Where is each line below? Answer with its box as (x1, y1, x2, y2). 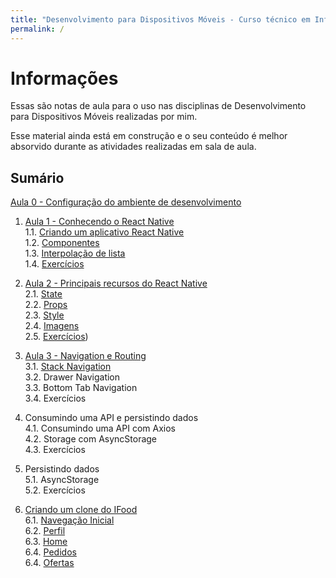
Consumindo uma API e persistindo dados (24, 412, 199, 424)
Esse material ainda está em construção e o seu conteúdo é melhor (10, 130, 288, 142)
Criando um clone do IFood (24, 504, 138, 516)
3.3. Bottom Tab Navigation (24, 382, 138, 394)
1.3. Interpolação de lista (24, 247, 126, 260)
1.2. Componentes (24, 237, 100, 249)
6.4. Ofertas (24, 557, 75, 569)
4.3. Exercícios (24, 444, 86, 456)
